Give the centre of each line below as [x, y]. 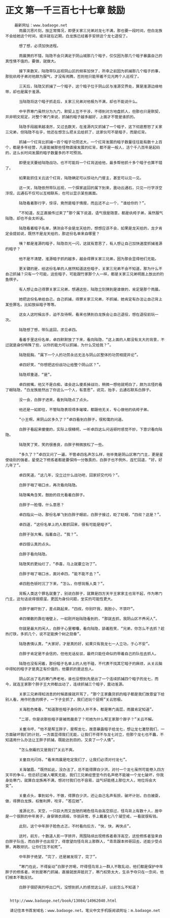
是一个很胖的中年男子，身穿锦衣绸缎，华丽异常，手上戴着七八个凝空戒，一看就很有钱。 [83, 816]
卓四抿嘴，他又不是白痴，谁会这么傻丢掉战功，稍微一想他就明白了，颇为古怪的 [89, 384]
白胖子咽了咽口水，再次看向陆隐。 [49, 485]
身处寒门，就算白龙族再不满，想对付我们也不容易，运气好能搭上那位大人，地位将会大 [81, 780]
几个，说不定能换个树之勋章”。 [55, 634]
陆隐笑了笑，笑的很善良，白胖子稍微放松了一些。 [62, 444]
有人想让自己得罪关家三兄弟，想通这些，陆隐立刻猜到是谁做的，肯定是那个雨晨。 [90, 289]
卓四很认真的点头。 [36, 544]
